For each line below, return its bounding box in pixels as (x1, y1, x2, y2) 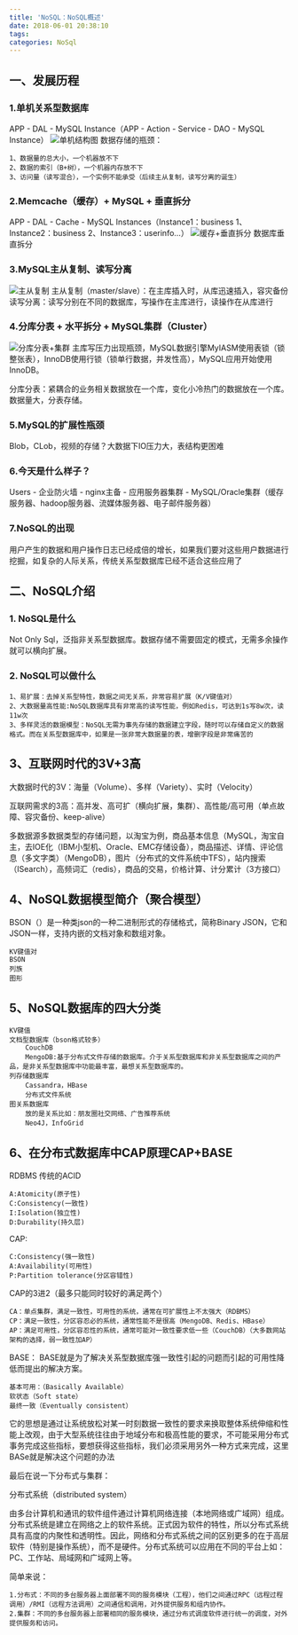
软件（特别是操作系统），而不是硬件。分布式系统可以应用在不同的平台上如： (9, 1541, 286, 1552)
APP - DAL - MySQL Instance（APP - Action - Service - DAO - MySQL (9, 123, 265, 134)
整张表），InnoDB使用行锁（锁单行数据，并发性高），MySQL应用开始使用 (9, 353, 273, 364)
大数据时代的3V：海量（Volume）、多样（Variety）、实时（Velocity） (9, 782, 258, 792)
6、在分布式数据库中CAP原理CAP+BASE (9, 1145, 233, 1160)
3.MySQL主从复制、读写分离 (9, 263, 132, 276)
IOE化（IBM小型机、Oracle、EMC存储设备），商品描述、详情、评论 (32, 841, 277, 852)
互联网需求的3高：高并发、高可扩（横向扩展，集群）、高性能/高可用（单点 (9, 800, 278, 811)
